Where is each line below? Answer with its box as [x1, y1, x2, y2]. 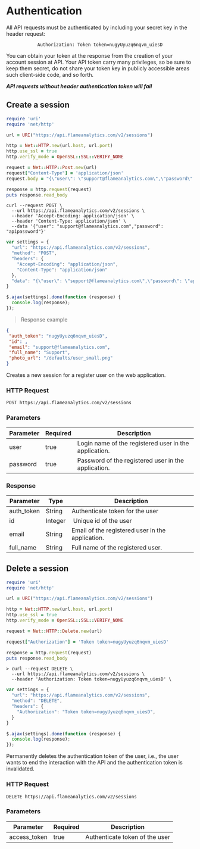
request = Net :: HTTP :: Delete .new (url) [6, 628, 102, 634]
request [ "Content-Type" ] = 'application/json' [6, 170, 124, 176]
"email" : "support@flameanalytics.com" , [8, 344, 111, 350]
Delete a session [6, 564, 69, 574]
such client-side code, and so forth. [6, 71, 94, 78]
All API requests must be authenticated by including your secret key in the [6, 24, 187, 31]
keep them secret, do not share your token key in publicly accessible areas [6, 64, 190, 72]
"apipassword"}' [6, 229, 46, 235]
